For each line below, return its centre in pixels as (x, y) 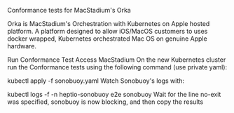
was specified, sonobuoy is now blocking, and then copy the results (105, 102)
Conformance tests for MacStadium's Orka (69, 10)
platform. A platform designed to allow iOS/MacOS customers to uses (108, 31)
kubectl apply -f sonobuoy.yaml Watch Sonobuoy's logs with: (96, 81)
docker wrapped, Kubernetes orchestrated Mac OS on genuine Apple (108, 39)
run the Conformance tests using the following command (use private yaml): (117, 67)
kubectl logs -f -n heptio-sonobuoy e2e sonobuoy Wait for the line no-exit (114, 94)
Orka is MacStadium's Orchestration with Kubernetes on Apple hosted (109, 24)
